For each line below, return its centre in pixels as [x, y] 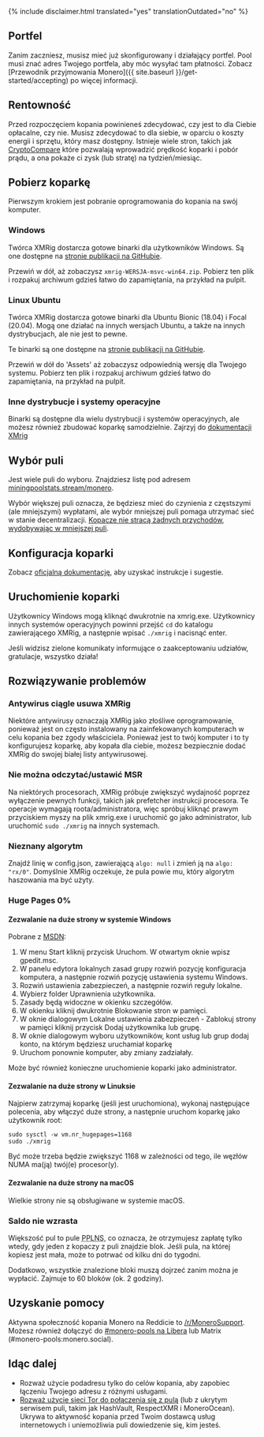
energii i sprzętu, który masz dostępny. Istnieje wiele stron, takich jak [120, 140]
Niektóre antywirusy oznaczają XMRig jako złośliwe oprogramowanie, [121, 720]
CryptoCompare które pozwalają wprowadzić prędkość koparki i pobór [123, 149]
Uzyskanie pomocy [56, 1303]
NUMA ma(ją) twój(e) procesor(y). [64, 1165]
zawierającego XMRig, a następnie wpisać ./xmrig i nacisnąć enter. [117, 632]
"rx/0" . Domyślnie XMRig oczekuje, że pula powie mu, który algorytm [121, 872]
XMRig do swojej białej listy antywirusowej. [78, 754]
